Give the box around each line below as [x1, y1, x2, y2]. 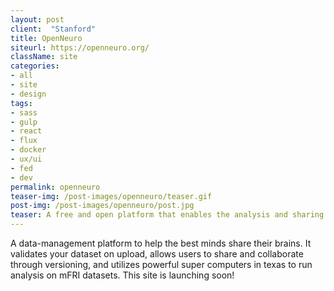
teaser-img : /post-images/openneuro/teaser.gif [10, 191, 213, 201]
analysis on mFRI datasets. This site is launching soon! [10, 269, 235, 281]
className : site [10, 52, 78, 62]
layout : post [10, 14, 65, 25]
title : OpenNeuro [10, 33, 83, 43]
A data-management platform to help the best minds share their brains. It [10, 237, 312, 249]
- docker [10, 145, 47, 155]
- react [10, 126, 43, 136]
